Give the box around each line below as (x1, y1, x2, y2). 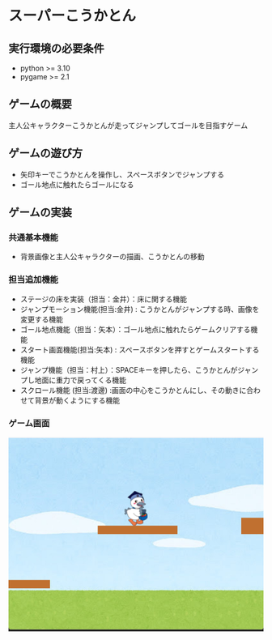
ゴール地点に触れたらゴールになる (19, 179, 134, 190)
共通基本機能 (8, 232, 59, 243)
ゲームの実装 (8, 206, 73, 220)
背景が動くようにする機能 (34, 395, 120, 405)
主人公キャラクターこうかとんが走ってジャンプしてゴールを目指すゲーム (8, 120, 249, 130)
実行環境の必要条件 (8, 41, 104, 55)
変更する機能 (19, 314, 63, 324)
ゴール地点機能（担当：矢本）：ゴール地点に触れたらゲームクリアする (19, 324, 251, 334)
